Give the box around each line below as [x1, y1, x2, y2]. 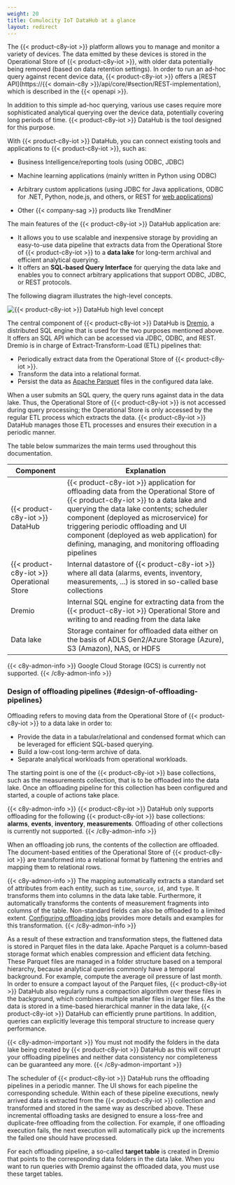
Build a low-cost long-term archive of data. [17, 747, 142, 755]
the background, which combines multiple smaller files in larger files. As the [7, 994, 226, 1002]
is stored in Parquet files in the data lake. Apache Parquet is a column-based [7, 942, 228, 951]
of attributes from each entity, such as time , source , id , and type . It [7, 884, 199, 892]
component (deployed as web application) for [67, 531, 218, 541]
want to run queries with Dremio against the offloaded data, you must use [7, 1162, 220, 1170]
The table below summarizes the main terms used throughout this [7, 442, 197, 450]
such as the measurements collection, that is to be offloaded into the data [7, 776, 220, 784]
